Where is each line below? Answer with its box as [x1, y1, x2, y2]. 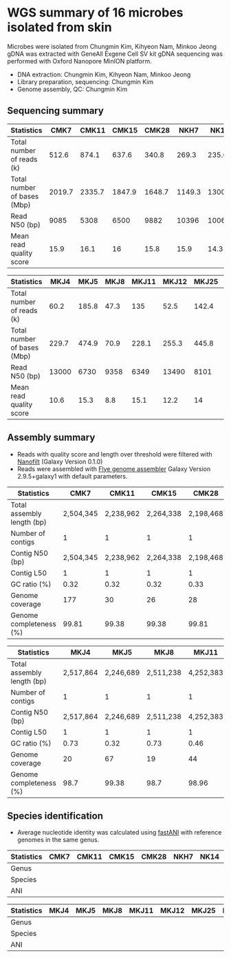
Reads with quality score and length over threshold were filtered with [16, 450, 213, 458]
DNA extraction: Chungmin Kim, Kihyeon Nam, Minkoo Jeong [16, 70, 191, 79]
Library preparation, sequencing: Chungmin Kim [16, 77, 154, 86]
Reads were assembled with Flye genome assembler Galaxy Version [16, 464, 211, 473]
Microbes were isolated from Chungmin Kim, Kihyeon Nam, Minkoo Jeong [7, 42, 217, 50]
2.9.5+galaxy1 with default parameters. [16, 472, 128, 480]
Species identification [7, 810, 103, 821]
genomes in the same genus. [16, 836, 100, 844]
